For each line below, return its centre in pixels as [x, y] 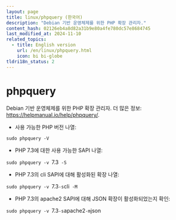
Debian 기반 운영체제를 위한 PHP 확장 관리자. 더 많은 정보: [74, 109]
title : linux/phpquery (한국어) [44, 17]
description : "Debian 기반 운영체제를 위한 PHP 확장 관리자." [76, 23]
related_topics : [26, 39]
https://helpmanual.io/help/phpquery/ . [53, 115]
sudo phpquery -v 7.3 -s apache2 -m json [54, 211]
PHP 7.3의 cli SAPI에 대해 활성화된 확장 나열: [67, 175]
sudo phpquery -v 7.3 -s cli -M [42, 187]
